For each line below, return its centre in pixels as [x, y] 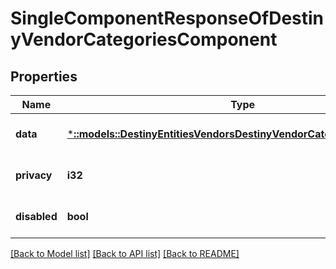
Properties [44, 76]
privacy [34, 175]
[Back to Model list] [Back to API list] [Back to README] [125, 253]
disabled [36, 216]
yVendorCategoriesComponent [144, 39]
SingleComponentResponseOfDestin [167, 18]
